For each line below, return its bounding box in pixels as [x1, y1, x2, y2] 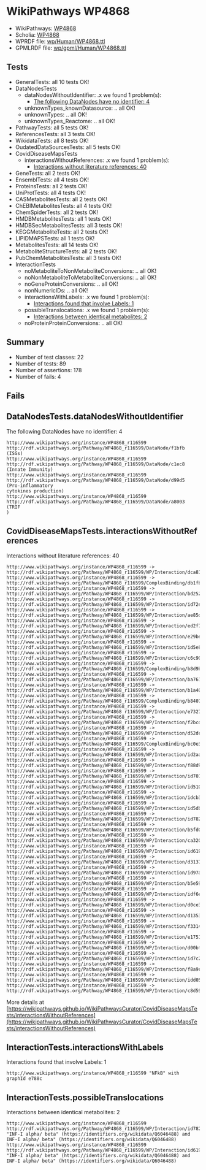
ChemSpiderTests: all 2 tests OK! [15, 208, 99, 216]
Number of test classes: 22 [15, 353, 84, 361]
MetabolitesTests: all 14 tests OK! [15, 241, 99, 248]
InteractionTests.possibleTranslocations [6, 1092, 164, 1103]
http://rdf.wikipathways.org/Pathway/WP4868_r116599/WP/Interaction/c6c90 [6, 655, 202, 661]
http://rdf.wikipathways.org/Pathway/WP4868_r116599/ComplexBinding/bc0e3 [6, 741, 202, 747]
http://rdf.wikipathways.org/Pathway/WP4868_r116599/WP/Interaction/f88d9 [6, 762, 202, 768]
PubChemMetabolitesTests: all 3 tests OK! [15, 254, 121, 261]
